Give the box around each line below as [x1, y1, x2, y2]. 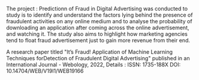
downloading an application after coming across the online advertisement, [6, 24, 189, 31]
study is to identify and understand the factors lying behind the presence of [6, 11, 193, 19]
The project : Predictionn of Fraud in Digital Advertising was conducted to [6, 5, 188, 12]
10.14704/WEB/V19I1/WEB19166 [6, 67, 84, 74]
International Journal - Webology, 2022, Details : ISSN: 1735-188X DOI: [6, 61, 181, 68]
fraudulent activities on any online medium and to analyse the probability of [6, 18, 193, 24]
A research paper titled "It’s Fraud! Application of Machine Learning [6, 48, 173, 56]
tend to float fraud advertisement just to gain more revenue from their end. [6, 37, 191, 44]
